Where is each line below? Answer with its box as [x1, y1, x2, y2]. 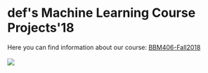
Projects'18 [7, 20, 75, 36]
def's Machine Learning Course [7, 5, 196, 21]
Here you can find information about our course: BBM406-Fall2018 [7, 43, 201, 51]
